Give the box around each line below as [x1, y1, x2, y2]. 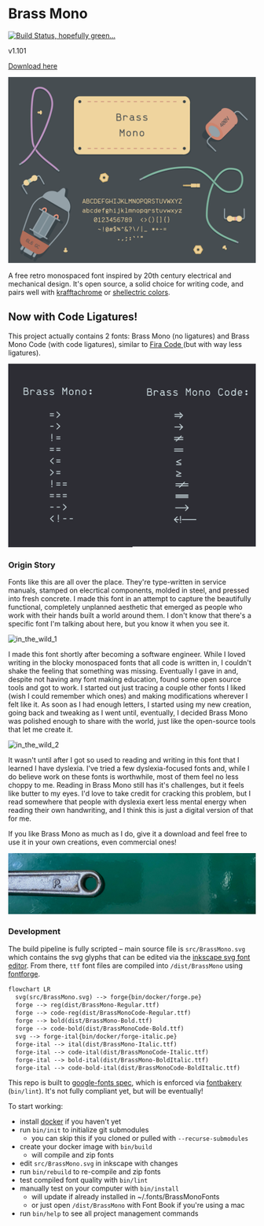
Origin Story [8, 559, 56, 571]
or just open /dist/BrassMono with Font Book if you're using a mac [31, 1200, 245, 1209]
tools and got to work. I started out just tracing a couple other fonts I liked [8, 683, 246, 692]
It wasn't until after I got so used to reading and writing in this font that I [8, 755, 240, 765]
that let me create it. [8, 725, 73, 734]
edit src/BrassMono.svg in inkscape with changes [19, 1158, 178, 1168]
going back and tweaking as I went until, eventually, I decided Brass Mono [8, 708, 248, 718]
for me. [8, 814, 31, 823]
